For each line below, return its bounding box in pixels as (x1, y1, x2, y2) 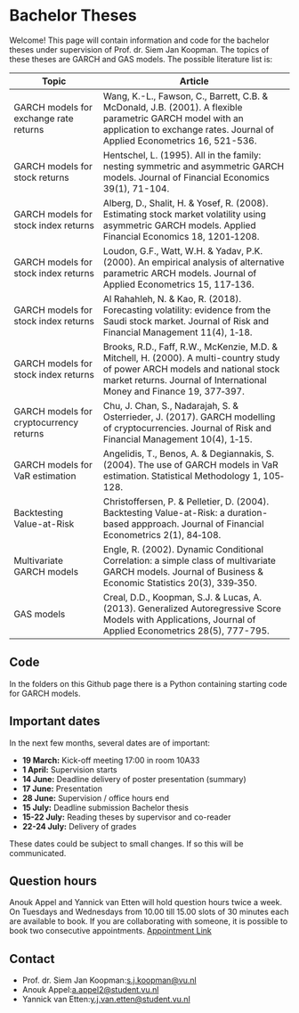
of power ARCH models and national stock (102, 363, 280, 375)
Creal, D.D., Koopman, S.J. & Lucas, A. (102, 591, 263, 603)
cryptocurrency (13, 416, 79, 429)
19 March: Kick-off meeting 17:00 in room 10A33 (21, 755, 200, 765)
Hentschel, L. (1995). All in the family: (102, 149, 262, 161)
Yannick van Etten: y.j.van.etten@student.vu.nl (21, 994, 191, 1005)
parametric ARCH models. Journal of (102, 266, 257, 279)
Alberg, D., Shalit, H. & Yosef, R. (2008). (102, 197, 269, 209)
